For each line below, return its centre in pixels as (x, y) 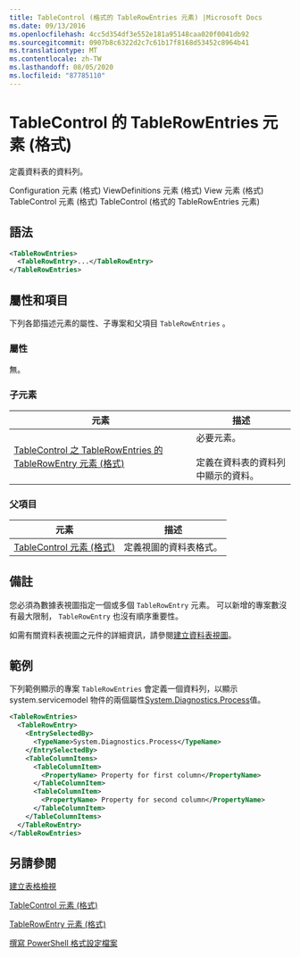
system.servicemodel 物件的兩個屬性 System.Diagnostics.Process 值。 (137, 700)
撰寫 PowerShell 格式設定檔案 (63, 944)
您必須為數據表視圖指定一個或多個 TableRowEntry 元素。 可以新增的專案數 (144, 604)
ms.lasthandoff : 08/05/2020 (62, 68)
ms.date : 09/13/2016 (48, 26)
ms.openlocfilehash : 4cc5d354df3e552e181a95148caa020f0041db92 (129, 34)
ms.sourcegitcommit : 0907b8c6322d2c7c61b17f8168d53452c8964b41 (129, 42)
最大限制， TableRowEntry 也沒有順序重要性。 (100, 616)
